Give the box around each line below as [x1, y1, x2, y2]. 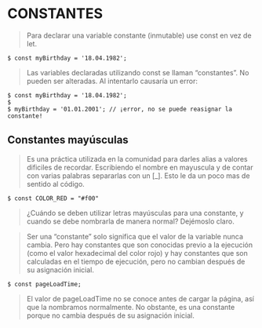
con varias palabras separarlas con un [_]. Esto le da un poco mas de [26, 170, 250, 180]
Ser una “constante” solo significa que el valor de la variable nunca [26, 231, 244, 241]
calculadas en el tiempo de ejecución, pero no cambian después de [26, 257, 246, 266]
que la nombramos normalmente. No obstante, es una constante [26, 302, 235, 312]
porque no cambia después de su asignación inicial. [26, 311, 195, 320]
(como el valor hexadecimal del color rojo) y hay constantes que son [26, 248, 248, 257]
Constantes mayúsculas [7, 133, 129, 147]
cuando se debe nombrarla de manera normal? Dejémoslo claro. [26, 217, 235, 226]
